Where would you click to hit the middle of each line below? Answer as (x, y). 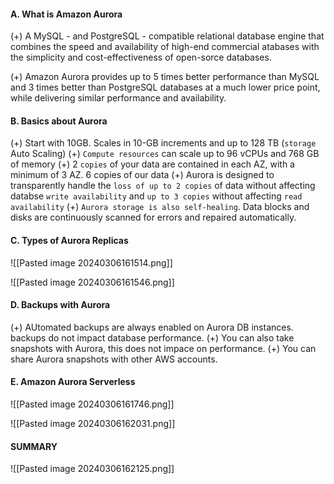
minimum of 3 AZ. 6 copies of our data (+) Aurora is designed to (142, 175)
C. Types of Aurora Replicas (69, 240)
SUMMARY (34, 446)
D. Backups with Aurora (60, 305)
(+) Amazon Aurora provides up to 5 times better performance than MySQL (165, 77)
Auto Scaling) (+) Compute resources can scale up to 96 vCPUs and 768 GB (165, 154)
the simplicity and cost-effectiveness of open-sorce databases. (141, 57)
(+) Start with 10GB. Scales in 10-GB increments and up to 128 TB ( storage (163, 143)
